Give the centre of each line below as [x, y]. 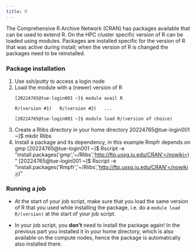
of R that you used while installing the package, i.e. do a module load [97, 208]
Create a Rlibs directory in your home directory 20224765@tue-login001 [102, 129]
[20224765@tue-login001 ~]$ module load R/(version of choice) [94, 119]
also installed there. [38, 244]
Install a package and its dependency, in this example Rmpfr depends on [102, 142]
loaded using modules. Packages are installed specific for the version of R [96, 41]
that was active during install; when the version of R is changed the [87, 47]
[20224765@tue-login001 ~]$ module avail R [69, 98]
